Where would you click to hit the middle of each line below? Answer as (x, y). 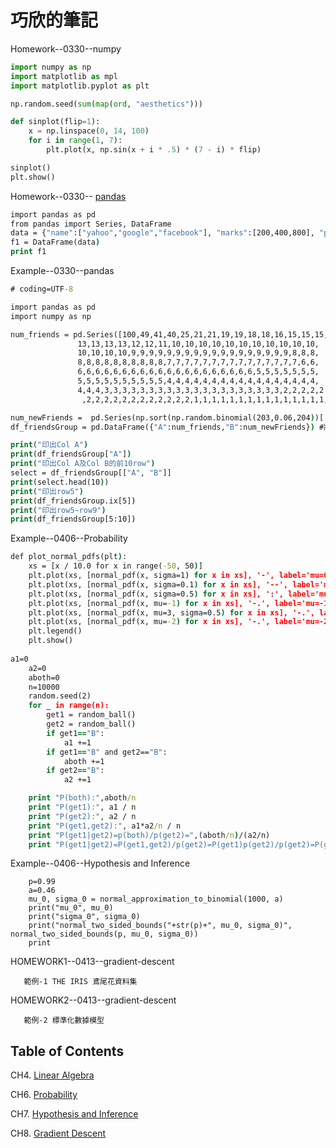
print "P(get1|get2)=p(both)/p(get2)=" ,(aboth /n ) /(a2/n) (149, 835)
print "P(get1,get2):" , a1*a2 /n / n (105, 826)
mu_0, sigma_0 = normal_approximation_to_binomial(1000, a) (156, 899)
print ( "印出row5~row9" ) (58, 510)
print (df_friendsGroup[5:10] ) (73, 519)
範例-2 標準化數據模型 (64, 1021)
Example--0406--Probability (69, 538)
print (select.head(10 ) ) (60, 482)
